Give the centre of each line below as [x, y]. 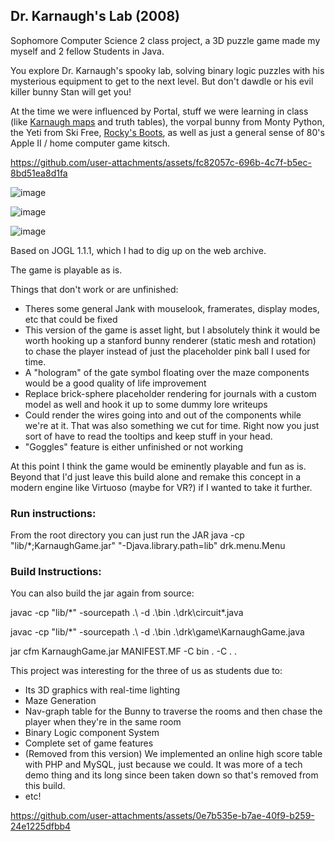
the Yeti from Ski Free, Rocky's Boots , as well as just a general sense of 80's [167, 132]
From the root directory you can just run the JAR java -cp [127, 535]
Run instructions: [53, 513]
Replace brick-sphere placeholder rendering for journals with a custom [170, 393]
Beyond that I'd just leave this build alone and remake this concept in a [156, 476]
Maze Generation [60, 701]
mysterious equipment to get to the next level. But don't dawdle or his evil [162, 81]
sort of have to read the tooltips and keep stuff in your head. [148, 436]
